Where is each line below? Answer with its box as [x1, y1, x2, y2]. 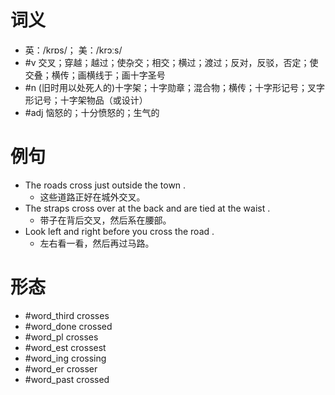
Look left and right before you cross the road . [24, 225, 215, 237]
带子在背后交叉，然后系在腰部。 [39, 214, 172, 226]
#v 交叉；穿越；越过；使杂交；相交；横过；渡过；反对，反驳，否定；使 [24, 56, 319, 68]
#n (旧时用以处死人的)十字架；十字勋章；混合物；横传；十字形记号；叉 [24, 81, 317, 93]
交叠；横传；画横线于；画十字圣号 [24, 69, 166, 81]
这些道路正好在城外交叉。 [39, 191, 146, 203]
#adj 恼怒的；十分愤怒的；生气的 [24, 106, 160, 118]
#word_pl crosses [24, 331, 99, 343]
